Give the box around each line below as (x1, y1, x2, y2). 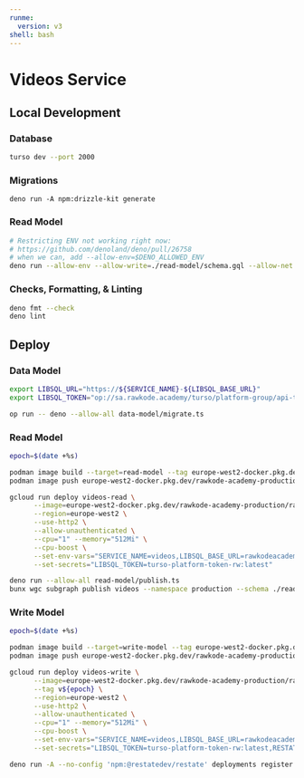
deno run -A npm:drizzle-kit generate (9, 195, 156, 204)
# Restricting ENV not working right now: (9, 236, 172, 245)
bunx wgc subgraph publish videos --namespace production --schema (9, 585, 270, 594)
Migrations (9, 174, 59, 187)
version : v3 (17, 22, 63, 31)
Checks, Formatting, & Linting (9, 283, 143, 295)
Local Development (9, 105, 121, 120)
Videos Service (9, 69, 127, 90)
